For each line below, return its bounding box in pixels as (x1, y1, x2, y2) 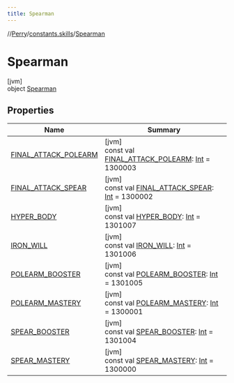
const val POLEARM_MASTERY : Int (104, 298, 219, 308)
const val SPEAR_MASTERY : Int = (104, 356, 214, 366)
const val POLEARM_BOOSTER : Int (104, 269, 218, 279)
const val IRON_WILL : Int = (104, 241, 192, 250)
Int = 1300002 (104, 192, 153, 202)
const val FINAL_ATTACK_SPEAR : (104, 183, 214, 193)
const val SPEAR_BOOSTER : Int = (104, 327, 214, 337)
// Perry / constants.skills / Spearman (7, 29, 106, 38)
